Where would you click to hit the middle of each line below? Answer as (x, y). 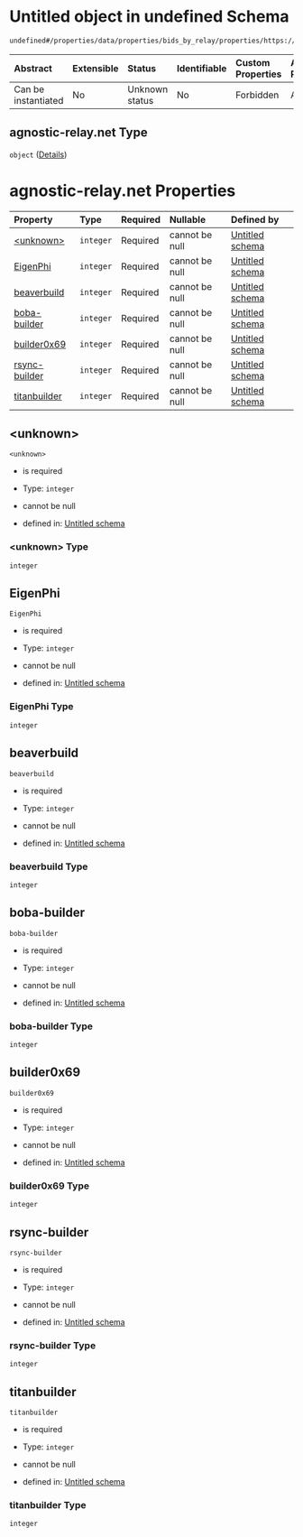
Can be (29, 89)
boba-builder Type (51, 1026)
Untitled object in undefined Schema (150, 17)
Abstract (33, 68)
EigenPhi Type (41, 707)
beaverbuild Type (49, 866)
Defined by (255, 219)
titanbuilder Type (48, 1505)
